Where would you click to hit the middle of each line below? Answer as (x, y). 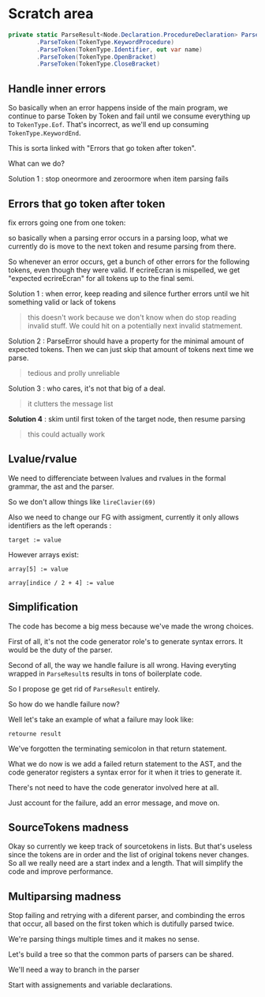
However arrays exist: (43, 554)
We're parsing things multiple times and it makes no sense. (104, 939)
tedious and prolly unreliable (74, 373)
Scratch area (51, 14)
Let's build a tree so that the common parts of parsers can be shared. (121, 954)
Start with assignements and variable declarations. (90, 985)
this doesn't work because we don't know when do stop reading (132, 317)
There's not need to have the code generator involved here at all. (114, 787)
